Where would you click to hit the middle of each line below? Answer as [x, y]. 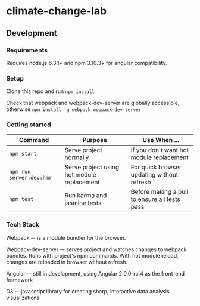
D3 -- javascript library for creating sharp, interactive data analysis [88, 291]
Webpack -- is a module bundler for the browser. [66, 237]
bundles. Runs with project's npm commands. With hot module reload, [92, 255]
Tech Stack [23, 225]
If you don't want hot [160, 150]
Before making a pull [160, 192]
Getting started [29, 125]
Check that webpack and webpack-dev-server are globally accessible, [93, 103]
